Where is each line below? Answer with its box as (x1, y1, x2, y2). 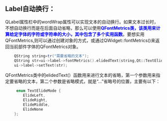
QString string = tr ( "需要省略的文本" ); (14, 54, 89, 59)
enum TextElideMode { (16, 88, 61, 93)
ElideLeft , (23, 93, 46, 98)
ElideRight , (23, 98, 48, 103)
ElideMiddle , (23, 102, 50, 108)
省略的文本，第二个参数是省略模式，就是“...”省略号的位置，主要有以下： (13, 78, 161, 84)
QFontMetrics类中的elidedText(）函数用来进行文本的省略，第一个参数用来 (5, 72, 156, 78)
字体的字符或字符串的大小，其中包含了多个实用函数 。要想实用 (18, 31, 145, 37)
